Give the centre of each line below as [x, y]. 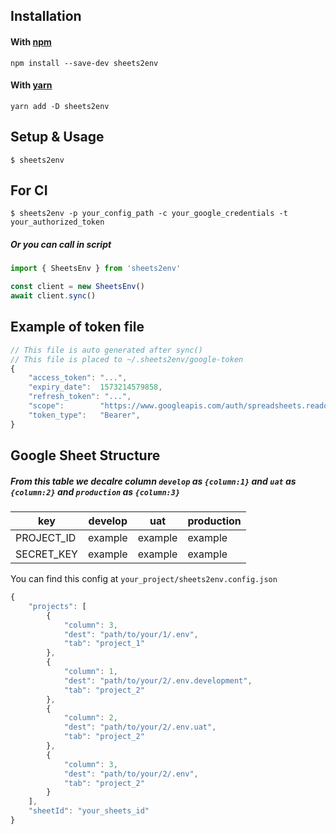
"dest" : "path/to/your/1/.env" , [131, 634]
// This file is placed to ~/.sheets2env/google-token [127, 359]
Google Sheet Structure [85, 455]
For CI [29, 190]
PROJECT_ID [46, 538]
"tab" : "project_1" [104, 644]
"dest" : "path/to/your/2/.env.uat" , [140, 727]
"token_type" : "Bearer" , [84, 415]
